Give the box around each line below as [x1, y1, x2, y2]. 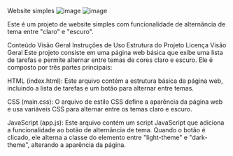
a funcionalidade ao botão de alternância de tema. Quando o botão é [7, 126, 206, 134]
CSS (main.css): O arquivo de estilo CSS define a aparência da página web [7, 97, 223, 106]
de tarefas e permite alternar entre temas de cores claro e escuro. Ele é [7, 56, 213, 64]
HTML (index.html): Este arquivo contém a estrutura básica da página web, [7, 77, 223, 85]
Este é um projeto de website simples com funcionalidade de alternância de [7, 20, 226, 28]
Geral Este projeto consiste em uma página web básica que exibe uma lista [7, 49, 224, 56]
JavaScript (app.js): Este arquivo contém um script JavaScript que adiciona [7, 118, 225, 127]
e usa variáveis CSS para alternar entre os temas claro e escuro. [7, 105, 192, 113]
